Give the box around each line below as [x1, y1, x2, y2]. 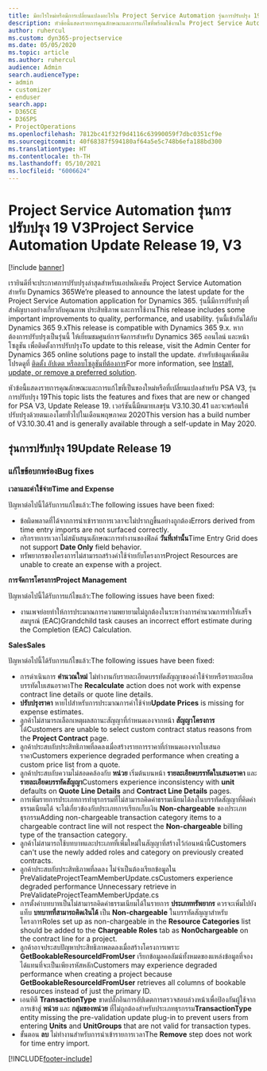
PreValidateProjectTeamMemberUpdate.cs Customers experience [19, 873, 234, 882]
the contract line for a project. [19, 933, 118, 944]
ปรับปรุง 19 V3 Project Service [8, 219, 195, 237]
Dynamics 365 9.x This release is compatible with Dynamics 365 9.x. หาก [8, 322, 244, 332]
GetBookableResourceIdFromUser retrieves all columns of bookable [19, 977, 246, 987]
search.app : [8, 100, 48, 108]
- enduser [8, 93, 41, 101]
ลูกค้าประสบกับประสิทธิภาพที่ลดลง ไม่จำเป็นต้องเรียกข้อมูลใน [19, 864, 176, 874]
